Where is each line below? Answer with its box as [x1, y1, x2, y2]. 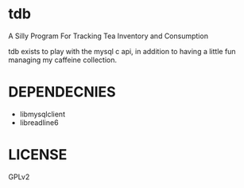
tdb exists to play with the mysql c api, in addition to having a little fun [8, 46, 236, 56]
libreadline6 [19, 117, 59, 127]
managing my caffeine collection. [8, 55, 118, 65]
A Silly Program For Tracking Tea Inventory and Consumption [8, 31, 209, 41]
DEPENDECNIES [8, 83, 117, 101]
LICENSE [8, 146, 68, 164]
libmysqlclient [19, 109, 66, 119]
